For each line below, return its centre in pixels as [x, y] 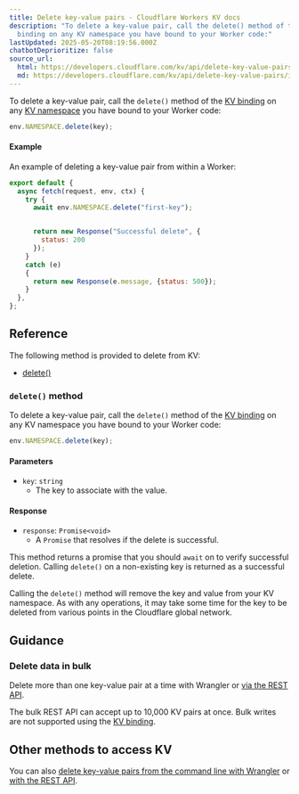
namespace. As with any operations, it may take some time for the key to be [148, 603]
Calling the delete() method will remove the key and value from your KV [141, 593]
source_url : [31, 59]
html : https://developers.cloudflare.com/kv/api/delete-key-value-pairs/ [157, 68]
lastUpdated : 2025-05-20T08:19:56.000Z [83, 42]
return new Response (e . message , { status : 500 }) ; [125, 282]
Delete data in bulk [50, 666]
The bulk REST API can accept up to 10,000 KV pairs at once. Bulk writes [143, 712]
